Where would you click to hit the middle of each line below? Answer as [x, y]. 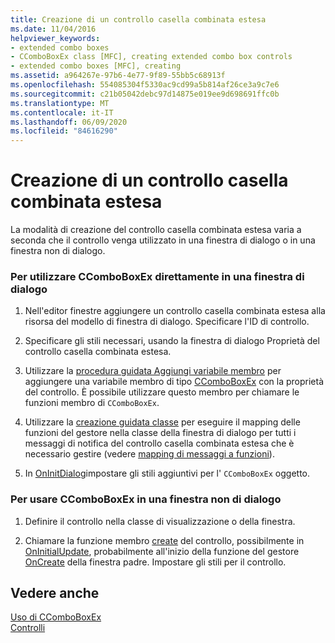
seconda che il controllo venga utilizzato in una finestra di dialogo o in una [163, 240]
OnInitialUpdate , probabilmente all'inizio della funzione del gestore [162, 551]
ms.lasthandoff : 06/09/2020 [69, 122]
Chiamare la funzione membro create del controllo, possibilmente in [164, 540]
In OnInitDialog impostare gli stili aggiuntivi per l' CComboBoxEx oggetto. [167, 473]
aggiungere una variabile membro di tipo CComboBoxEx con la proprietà [174, 382]
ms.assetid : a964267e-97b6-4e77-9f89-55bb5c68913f [118, 76]
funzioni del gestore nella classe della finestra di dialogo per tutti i [160, 433]
